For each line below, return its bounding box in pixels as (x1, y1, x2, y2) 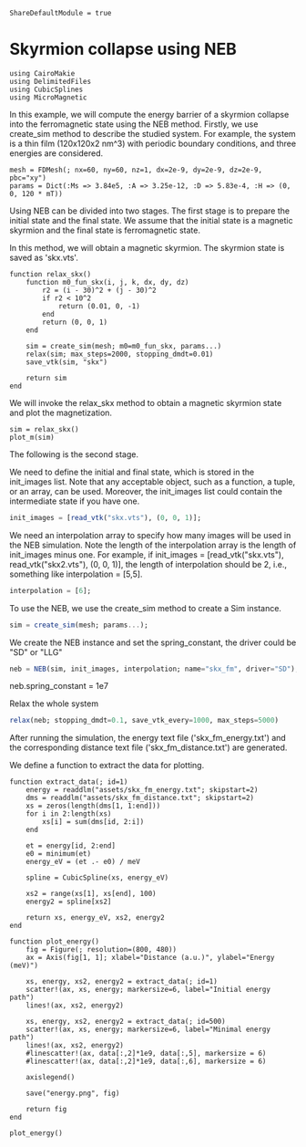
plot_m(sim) (9, 433, 55, 442)
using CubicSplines (9, 85, 84, 94)
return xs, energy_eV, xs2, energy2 (25, 913, 166, 923)
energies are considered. (9, 147, 104, 159)
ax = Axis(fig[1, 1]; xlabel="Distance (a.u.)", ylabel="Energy (25, 954, 275, 963)
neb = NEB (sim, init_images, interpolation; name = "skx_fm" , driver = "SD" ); (9, 664, 300, 673)
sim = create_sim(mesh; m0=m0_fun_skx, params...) (25, 341, 222, 350)
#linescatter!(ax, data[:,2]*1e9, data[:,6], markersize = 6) (25, 1057, 267, 1067)
